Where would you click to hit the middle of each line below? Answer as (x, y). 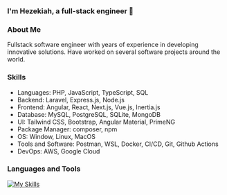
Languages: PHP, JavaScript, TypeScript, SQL (83, 92)
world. (16, 59)
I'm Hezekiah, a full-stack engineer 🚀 (70, 11)
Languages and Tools (44, 169)
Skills (17, 77)
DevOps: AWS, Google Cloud (58, 151)
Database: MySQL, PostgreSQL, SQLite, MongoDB (89, 114)
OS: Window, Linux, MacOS (56, 136)
